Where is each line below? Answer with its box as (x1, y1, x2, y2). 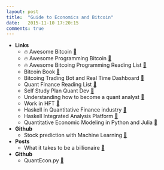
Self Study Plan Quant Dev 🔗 (23, 87, 95, 94)
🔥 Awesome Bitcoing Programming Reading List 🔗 (23, 61, 147, 69)
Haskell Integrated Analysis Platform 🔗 (23, 113, 119, 120)
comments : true (6, 25, 44, 32)
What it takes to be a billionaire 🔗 (23, 144, 105, 152)
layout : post (6, 8, 39, 15)
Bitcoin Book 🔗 (23, 68, 60, 75)
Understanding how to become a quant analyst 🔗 (23, 94, 145, 101)
